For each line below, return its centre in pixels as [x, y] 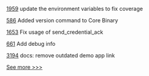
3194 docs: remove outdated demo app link [61, 55]
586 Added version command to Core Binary [62, 20]
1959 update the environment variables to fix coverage [74, 9]
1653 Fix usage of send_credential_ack [55, 32]
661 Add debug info [31, 44]
